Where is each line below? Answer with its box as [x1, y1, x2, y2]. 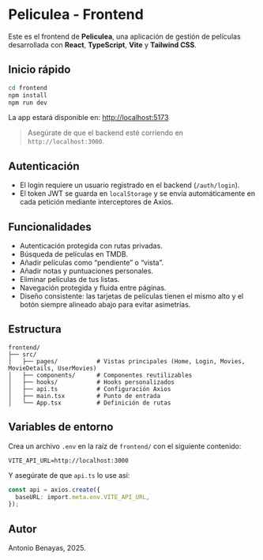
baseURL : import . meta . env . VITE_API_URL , [15, 493, 150, 501]
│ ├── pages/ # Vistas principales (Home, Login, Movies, [8, 357, 246, 365]
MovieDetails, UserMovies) [8, 364, 97, 372]
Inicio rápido [8, 63, 71, 77]
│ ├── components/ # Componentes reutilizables [8, 371, 193, 379]
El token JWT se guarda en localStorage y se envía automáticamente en [19, 189, 256, 198]
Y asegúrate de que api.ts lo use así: [8, 470, 130, 479]
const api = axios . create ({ [8, 486, 101, 494]
